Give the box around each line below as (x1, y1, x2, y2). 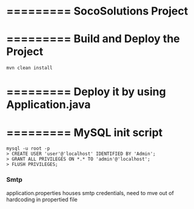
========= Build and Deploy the (6, 32, 180, 46)
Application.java (6, 98, 91, 111)
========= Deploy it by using (6, 85, 166, 99)
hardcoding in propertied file (6, 196, 78, 203)
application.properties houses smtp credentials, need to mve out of (6, 189, 174, 196)
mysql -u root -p (6, 145, 50, 152)
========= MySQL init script (6, 125, 163, 139)
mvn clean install (6, 65, 53, 71)
